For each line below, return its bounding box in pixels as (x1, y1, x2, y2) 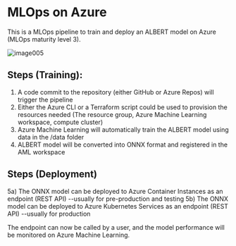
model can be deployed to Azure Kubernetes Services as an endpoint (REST (7, 202, 229, 210)
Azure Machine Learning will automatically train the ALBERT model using (17, 125, 229, 134)
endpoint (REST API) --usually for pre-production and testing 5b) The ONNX (7, 195, 229, 203)
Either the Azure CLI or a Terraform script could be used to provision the (17, 103, 228, 111)
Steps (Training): (7, 69, 83, 81)
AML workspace (17, 147, 66, 156)
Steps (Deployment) (7, 168, 97, 180)
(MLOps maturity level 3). (7, 35, 81, 43)
